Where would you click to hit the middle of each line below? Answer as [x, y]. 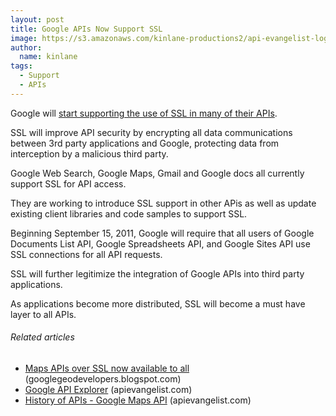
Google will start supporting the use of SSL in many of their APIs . [144, 113]
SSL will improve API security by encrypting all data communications [151, 132]
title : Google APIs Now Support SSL [86, 29]
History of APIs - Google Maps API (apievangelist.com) [138, 400]
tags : [21, 66]
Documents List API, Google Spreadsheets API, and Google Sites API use [160, 243]
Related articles [42, 337]
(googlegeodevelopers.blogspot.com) [103, 378]
